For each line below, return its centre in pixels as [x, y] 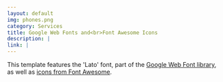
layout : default [30, 13]
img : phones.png [30, 20]
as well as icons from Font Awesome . [59, 72]
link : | [18, 45]
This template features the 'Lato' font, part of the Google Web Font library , [112, 65]
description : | [29, 39]
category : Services [35, 26]
